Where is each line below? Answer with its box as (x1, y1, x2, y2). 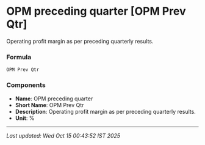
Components (6, 81, 46, 89)
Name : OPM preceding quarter (15, 95, 93, 102)
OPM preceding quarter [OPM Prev (6, 4, 186, 18)
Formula (6, 53, 32, 61)
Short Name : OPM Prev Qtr (15, 101, 84, 108)
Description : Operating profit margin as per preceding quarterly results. (15, 108, 196, 115)
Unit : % (15, 114, 35, 122)
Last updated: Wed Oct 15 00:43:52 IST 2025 (6, 132, 121, 139)
